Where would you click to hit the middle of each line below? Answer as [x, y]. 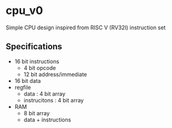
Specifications [34, 47]
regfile [23, 87]
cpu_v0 [24, 11]
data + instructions [47, 119]
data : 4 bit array [45, 94]
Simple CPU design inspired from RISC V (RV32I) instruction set [86, 27]
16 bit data [27, 80]
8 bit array [37, 113]
